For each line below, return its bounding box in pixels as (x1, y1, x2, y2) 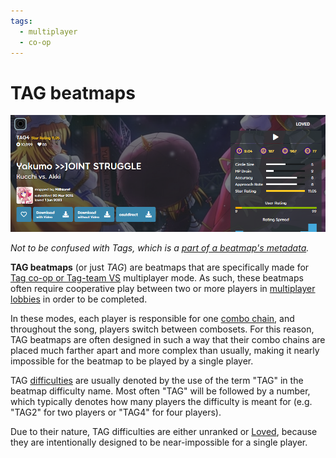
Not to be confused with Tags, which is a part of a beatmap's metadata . (10, 242, 310, 254)
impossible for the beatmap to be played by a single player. (10, 355, 254, 367)
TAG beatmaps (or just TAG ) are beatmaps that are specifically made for (10, 261, 310, 274)
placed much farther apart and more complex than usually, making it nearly (10, 345, 320, 357)
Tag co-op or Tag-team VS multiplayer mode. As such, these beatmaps (10, 272, 304, 284)
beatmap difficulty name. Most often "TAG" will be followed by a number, (10, 385, 311, 397)
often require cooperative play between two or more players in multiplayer (10, 283, 316, 295)
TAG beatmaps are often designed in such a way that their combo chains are (10, 334, 326, 346)
